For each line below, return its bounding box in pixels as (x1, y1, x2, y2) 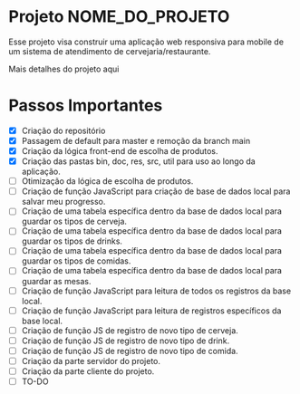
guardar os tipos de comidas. (21, 255, 131, 266)
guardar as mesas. (21, 275, 92, 286)
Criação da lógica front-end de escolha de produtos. (21, 146, 218, 156)
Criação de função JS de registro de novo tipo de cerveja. (21, 324, 239, 336)
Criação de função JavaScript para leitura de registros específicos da (21, 305, 282, 316)
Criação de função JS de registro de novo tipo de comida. (21, 345, 238, 356)
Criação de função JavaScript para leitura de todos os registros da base (21, 285, 292, 296)
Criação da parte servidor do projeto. (21, 355, 160, 366)
